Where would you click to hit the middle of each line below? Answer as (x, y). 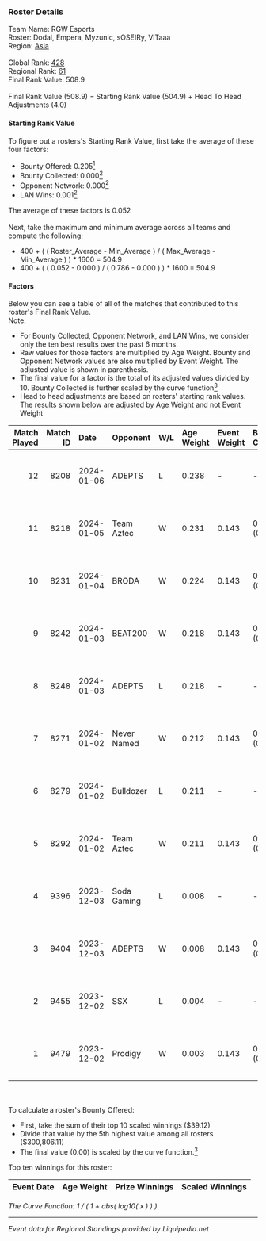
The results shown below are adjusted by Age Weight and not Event (130, 404)
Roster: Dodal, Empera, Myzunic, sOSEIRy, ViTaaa (89, 37)
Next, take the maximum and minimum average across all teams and (120, 228)
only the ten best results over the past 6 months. (99, 344)
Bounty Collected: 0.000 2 (61, 175)
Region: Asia (28, 46)
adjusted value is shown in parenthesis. (84, 370)
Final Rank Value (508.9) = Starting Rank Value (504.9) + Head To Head (125, 97)
